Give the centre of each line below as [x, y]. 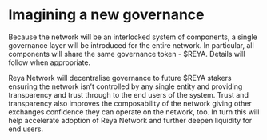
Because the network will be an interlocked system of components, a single [133, 37]
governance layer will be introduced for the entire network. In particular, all [131, 45]
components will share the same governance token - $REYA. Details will [127, 54]
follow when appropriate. [49, 62]
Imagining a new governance [106, 15]
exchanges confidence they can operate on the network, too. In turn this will [134, 112]
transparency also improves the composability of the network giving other [130, 103]
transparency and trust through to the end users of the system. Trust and [129, 94]
